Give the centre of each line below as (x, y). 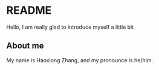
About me (25, 46)
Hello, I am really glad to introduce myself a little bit (70, 27)
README (29, 10)
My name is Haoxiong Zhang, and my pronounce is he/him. (80, 60)
